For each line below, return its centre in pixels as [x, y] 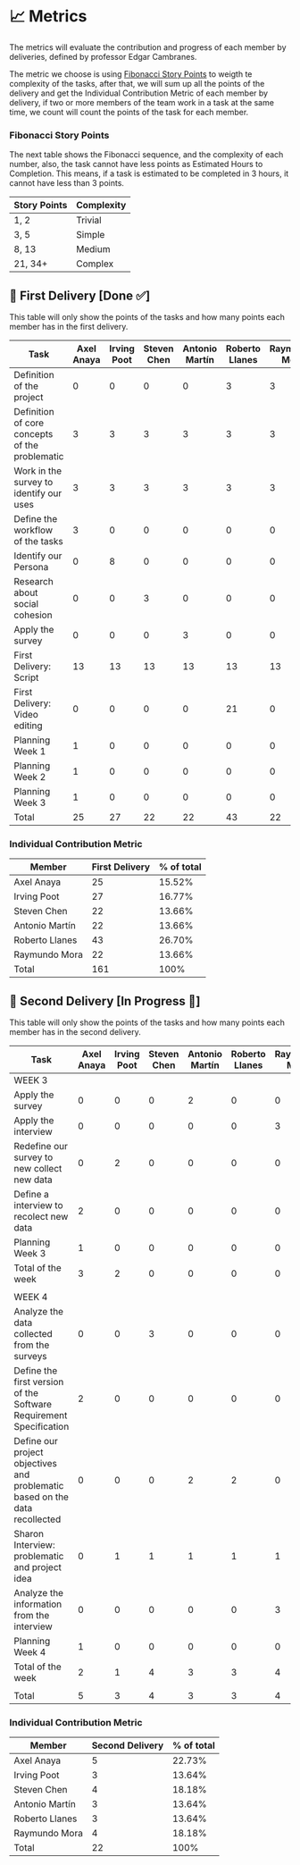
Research [33, 582]
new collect [38, 1169]
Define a [31, 1195]
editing [28, 726]
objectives [36, 1464]
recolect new [41, 1217]
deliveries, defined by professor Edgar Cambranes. [103, 56]
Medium [93, 249]
